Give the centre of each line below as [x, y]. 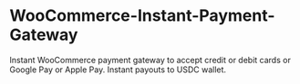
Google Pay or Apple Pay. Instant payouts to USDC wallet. [118, 70]
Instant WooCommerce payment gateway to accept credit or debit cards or [150, 60]
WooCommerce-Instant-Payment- [142, 16]
